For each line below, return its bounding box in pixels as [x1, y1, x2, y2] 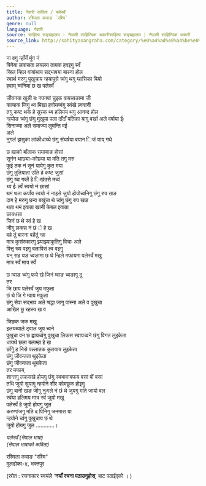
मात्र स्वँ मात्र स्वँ [6, 259, 36, 266]
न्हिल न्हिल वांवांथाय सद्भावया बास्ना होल [6, 68, 83, 76]
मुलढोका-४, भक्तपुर [6, 460, 45, 467]
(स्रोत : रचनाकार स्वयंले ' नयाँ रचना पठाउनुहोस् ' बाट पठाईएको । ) [6, 472, 132, 479]
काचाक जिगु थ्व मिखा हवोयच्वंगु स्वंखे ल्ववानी [6, 101, 91, 108]
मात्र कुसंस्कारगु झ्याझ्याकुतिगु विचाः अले [6, 238, 82, 245]
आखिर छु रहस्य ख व [6, 305, 46, 313]
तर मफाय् [6, 366, 25, 374]
